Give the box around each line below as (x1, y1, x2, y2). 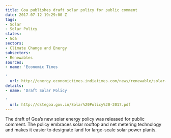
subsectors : (5, 50, 31, 55)
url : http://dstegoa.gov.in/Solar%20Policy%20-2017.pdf (10, 102, 131, 107)
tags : (5, 17, 17, 22)
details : (5, 83, 24, 88)
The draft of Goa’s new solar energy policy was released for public (5, 116, 145, 122)
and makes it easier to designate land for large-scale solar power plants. (5, 127, 157, 133)
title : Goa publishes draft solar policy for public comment (5, 7, 138, 13)
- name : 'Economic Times (5, 64, 58, 70)
